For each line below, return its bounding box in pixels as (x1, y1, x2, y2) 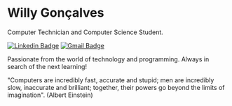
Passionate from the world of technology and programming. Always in (7, 54, 210, 63)
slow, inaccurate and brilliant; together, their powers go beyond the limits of (7, 83, 226, 91)
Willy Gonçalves (7, 5, 104, 21)
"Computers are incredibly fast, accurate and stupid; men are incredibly (7, 75, 214, 84)
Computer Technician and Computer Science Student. (7, 28, 163, 36)
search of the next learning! (7, 62, 88, 70)
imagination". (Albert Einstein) (7, 91, 93, 99)
